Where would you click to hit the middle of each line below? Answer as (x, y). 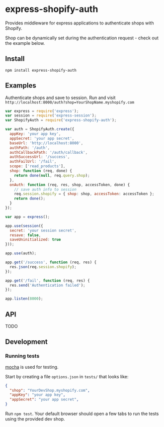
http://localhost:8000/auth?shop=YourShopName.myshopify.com (70, 102)
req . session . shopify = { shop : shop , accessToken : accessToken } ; (84, 194)
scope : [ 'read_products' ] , (38, 166)
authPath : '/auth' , (30, 148)
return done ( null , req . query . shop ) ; (52, 175)
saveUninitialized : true (35, 240)
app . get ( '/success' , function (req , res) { (51, 262)
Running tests (22, 356)
